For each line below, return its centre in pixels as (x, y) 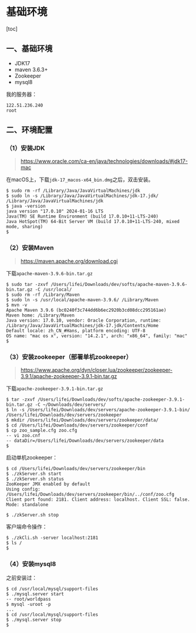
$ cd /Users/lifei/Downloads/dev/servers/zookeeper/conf (77, 425)
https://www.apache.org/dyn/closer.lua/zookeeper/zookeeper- (97, 370)
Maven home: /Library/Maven (40, 315)
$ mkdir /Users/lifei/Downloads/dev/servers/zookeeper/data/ (82, 420)
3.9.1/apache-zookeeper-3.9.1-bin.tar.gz (69, 377)
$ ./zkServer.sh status (35, 479)
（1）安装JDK (26, 148)
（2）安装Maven (30, 248)
